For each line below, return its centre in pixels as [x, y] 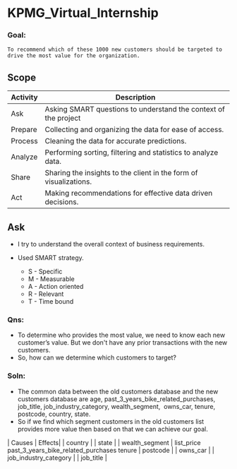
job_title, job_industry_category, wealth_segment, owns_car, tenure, [116, 406]
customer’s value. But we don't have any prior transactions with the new [122, 343]
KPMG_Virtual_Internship [83, 13]
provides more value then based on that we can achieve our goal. [113, 429]
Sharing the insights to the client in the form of [121, 173]
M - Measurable [51, 279]
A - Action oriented [56, 287]
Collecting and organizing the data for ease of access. [134, 130]
